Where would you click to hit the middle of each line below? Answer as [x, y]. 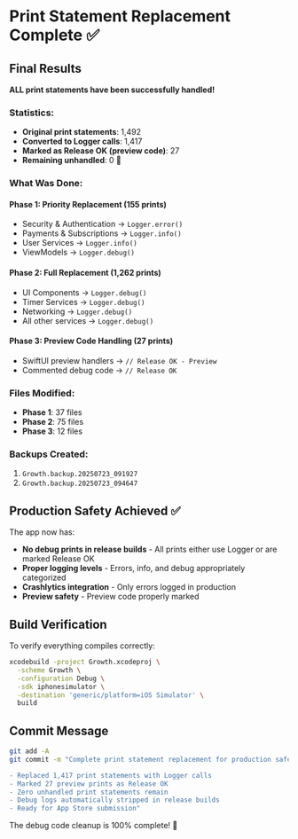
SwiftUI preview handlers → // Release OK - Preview [119, 360]
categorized [44, 577]
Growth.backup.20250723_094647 [80, 484]
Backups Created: [49, 454]
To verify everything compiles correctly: [82, 646]
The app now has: [42, 532]
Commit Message [59, 730]
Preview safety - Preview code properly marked [110, 597]
